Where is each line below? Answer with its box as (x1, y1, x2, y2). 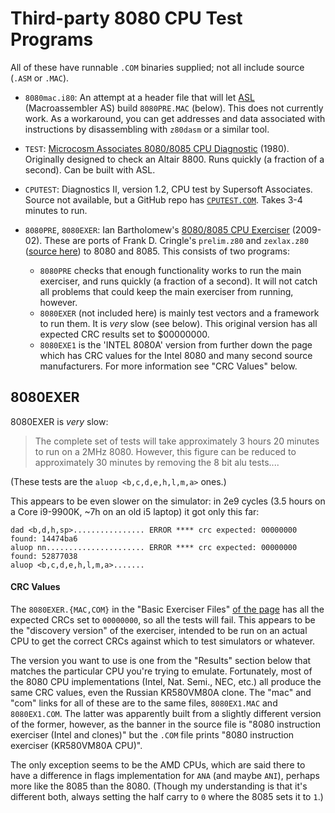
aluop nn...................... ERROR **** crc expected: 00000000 (10, 542, 298, 552)
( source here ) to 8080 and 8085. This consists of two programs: (24, 245, 290, 257)
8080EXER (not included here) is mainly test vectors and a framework (39, 307, 320, 319)
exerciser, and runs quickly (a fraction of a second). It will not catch (39, 275, 318, 287)
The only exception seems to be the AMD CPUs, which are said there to (10, 758, 306, 771)
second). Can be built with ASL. (24, 163, 156, 176)
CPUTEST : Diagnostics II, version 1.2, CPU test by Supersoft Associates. (24, 183, 313, 195)
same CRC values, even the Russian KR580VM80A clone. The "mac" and (10, 686, 312, 698)
